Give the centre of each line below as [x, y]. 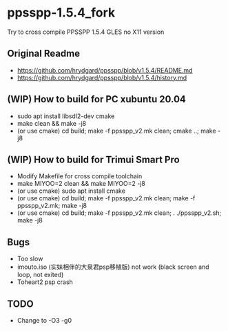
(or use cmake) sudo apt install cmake [71, 191]
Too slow [30, 259]
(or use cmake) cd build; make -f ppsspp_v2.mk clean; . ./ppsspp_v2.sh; [119, 213]
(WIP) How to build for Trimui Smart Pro [94, 159]
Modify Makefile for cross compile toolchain [80, 176]
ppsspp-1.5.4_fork [61, 13]
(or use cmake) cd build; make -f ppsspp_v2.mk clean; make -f [106, 198]
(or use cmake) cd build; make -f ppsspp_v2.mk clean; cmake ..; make [116, 131]
